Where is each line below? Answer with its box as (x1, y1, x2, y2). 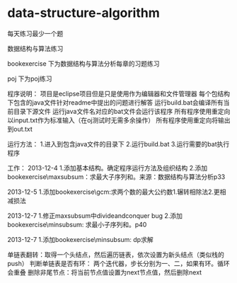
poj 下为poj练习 (7, 74, 52, 83)
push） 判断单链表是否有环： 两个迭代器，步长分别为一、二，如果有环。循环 (7, 259, 230, 267)
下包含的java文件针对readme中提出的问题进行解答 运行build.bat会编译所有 (7, 98, 224, 107)
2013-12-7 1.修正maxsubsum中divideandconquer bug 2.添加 (7, 211, 183, 220)
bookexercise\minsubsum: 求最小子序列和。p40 (7, 220, 147, 229)
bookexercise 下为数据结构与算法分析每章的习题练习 (7, 59, 160, 68)
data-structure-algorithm (7, 5, 161, 21)
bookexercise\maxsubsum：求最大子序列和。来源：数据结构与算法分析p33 (7, 172, 226, 181)
